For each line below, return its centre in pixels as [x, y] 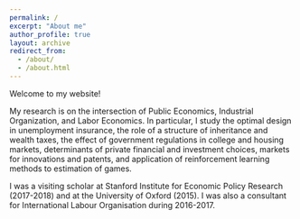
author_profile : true [50, 34]
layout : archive [40, 43]
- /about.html [44, 68]
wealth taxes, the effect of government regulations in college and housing [147, 140]
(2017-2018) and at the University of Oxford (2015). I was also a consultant [148, 196]
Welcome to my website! [55, 93]
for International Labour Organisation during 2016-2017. [112, 205]
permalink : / [34, 18]
